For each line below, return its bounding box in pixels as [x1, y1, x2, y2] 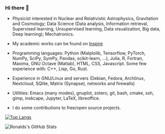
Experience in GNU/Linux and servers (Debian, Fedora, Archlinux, [12, 76, 145, 81]
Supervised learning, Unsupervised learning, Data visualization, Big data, [12, 26, 161, 32]
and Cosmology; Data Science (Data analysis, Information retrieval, [12, 21, 149, 27]
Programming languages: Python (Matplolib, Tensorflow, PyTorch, [12, 50, 146, 56]
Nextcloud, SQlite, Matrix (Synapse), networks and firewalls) [12, 80, 135, 86]
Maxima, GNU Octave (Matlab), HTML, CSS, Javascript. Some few [12, 61, 147, 67]
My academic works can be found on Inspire [12, 41, 103, 47]
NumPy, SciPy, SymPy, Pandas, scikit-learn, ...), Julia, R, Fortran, [12, 55, 144, 61]
